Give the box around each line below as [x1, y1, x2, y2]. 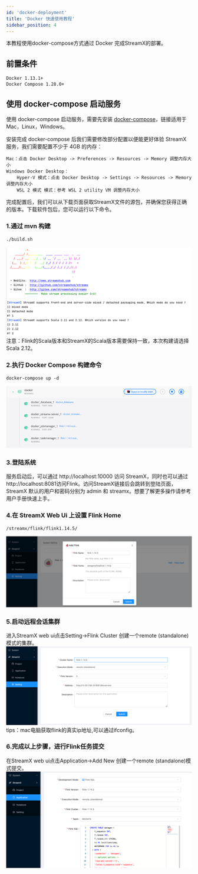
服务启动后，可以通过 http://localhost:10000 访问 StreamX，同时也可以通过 [6, 473, 189, 480]
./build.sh [6, 236, 33, 242]
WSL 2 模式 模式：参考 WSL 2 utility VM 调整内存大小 [16, 187, 140, 193]
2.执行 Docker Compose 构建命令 [6, 360, 102, 369]
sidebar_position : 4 [6, 22, 57, 28]
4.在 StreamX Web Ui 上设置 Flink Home [6, 511, 121, 519]
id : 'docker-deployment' [6, 9, 67, 15]
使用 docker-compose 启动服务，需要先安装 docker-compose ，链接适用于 [6, 116, 187, 122]
